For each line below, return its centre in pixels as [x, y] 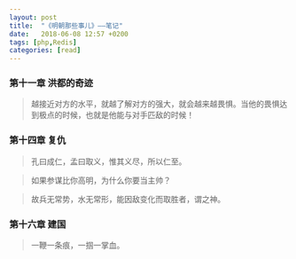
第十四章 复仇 [38, 140]
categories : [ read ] [45, 51]
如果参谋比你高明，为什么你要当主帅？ [101, 180]
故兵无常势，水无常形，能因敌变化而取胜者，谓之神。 [128, 199]
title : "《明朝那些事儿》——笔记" [66, 26]
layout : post [33, 17]
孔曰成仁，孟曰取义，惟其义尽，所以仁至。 [109, 161]
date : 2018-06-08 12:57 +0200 [69, 34]
